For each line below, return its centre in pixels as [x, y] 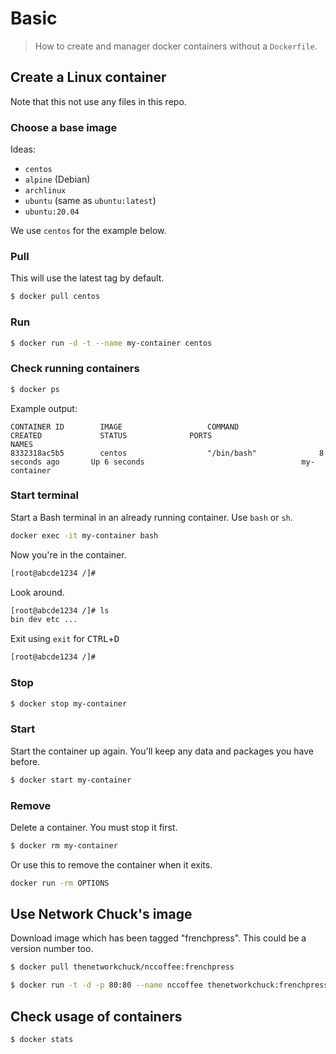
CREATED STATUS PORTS [111, 435]
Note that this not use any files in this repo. [98, 101]
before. [25, 761]
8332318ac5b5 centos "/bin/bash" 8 [167, 453]
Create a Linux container [88, 77]
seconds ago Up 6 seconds [77, 462]
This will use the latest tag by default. [87, 278]
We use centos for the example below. [88, 231]
